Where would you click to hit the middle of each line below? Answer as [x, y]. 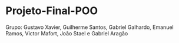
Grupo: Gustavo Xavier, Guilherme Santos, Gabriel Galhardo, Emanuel [90, 27]
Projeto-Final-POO [52, 11]
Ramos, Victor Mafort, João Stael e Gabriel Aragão [67, 33]
